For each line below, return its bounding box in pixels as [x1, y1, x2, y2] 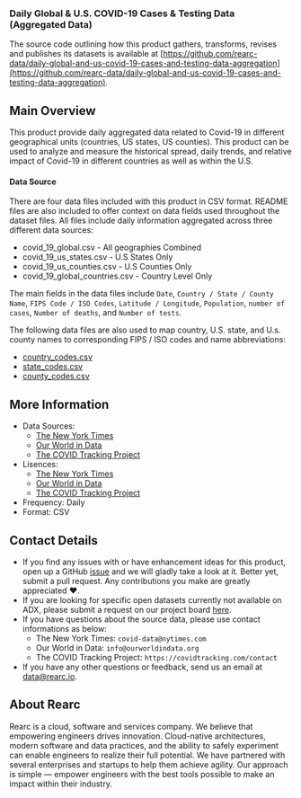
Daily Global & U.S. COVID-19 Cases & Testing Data [9, 7, 235, 20]
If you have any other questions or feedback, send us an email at [22, 661, 263, 672]
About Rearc [9, 697, 81, 713]
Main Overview [9, 102, 96, 119]
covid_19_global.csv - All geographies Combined [22, 242, 202, 253]
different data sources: [9, 225, 94, 235]
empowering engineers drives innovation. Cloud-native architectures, [9, 731, 267, 741]
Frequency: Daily [22, 497, 85, 508]
